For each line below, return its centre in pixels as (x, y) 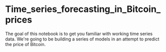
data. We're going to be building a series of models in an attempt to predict (82, 39)
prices (19, 20)
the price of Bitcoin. (25, 44)
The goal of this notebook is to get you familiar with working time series (79, 33)
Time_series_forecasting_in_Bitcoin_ (83, 9)
